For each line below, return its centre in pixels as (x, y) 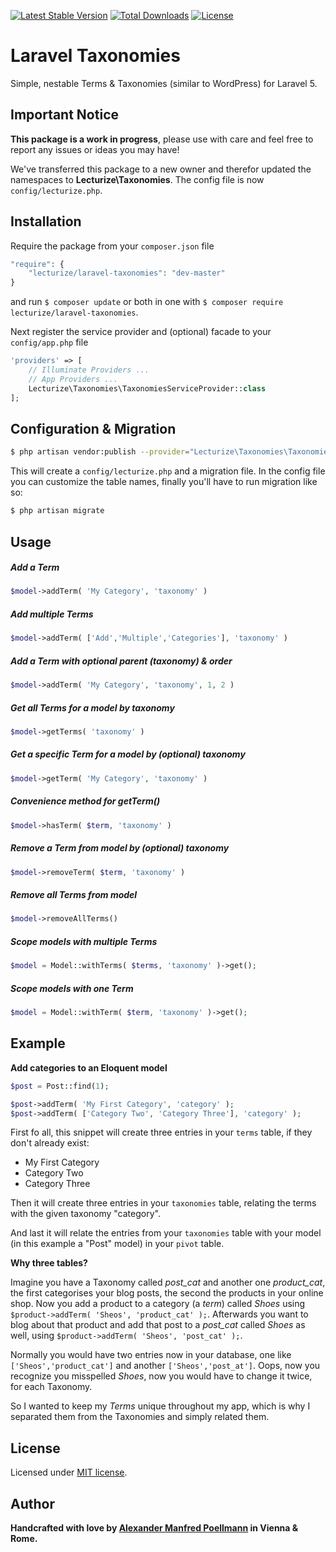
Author (32, 1503)
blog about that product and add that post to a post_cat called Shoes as (158, 1325)
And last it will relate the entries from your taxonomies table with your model (166, 1233)
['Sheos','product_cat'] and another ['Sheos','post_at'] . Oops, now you (165, 1366)
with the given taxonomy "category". (85, 1214)
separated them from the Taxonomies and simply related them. (140, 1417)
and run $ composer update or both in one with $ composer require (147, 302)
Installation (46, 221)
